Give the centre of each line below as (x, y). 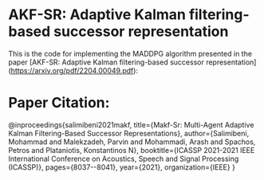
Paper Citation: (59, 103)
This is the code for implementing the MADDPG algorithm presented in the (130, 53)
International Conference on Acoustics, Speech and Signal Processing (124, 158)
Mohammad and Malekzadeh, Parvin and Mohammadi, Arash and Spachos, (132, 142)
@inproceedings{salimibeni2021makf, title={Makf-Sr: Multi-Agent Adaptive (131, 124)
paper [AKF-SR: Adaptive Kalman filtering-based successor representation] (132, 62)
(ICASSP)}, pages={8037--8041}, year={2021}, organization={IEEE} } (122, 167)
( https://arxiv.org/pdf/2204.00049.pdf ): (73, 70)
